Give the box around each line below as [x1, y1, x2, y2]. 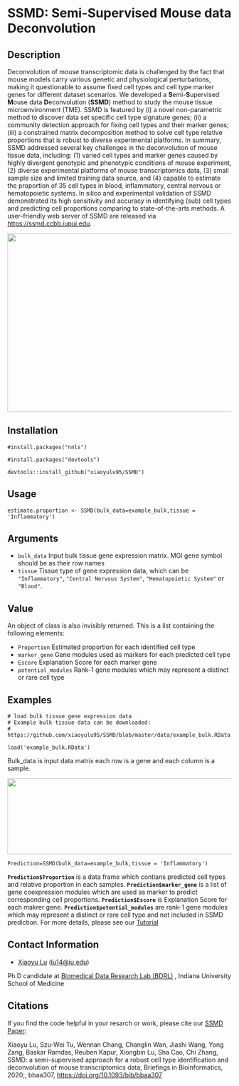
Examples [7, 694, 52, 706]
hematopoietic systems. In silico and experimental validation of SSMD [7, 189, 212, 197]
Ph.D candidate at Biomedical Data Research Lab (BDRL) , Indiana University [7, 971, 231, 980]
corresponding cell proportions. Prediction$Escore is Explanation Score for [7, 895, 228, 904]
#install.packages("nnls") [7, 443, 87, 451]
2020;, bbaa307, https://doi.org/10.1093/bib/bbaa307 [7, 1070, 162, 1079]
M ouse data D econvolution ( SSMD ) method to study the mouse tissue [7, 98, 213, 106]
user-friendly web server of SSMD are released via [7, 212, 156, 220]
